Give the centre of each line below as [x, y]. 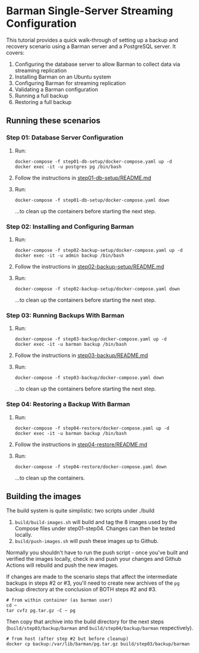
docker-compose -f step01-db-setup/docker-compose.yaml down [92, 200]
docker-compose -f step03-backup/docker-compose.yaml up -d [91, 339]
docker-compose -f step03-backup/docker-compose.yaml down [89, 378]
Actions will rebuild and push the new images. [62, 565]
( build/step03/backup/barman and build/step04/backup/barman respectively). [100, 628]
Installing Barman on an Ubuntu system [63, 77]
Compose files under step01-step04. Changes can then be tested [95, 529]
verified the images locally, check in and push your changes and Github [94, 559]
